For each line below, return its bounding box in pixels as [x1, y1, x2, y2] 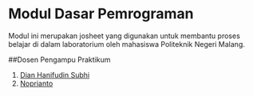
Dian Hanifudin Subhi [19, 70, 90, 79]
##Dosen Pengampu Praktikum [8, 55, 111, 64]
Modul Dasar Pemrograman [8, 5, 194, 23]
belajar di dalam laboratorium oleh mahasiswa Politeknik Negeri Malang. [8, 39, 246, 48]
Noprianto [19, 79, 53, 88]
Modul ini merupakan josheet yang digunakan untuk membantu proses [8, 31, 241, 40]
